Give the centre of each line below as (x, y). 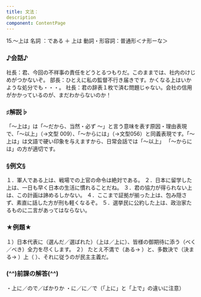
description (21, 17)
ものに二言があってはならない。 (51, 210)
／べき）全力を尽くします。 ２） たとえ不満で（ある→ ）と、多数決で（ (95, 249)
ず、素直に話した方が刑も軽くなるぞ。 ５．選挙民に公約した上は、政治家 (96, 203)
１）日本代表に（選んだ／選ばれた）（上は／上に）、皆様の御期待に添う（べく (101, 242)
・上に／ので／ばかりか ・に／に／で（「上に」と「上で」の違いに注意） (95, 288)
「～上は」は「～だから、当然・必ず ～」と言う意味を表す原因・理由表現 (97, 126)
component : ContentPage (36, 23)
